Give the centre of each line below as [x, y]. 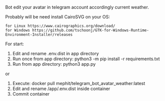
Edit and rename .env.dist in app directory [56, 53]
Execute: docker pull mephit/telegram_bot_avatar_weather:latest [79, 83]
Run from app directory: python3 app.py [54, 64]
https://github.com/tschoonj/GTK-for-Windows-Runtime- [91, 30]
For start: [15, 44]
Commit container [31, 94]
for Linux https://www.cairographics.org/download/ [60, 26]
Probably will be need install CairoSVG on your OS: [58, 17]
